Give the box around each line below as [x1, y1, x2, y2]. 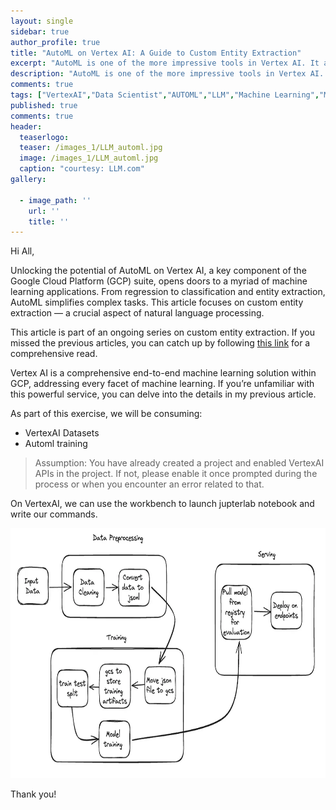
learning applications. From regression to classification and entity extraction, [10, 286, 326, 298]
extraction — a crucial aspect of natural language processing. [10, 307, 265, 319]
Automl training [24, 438, 88, 450]
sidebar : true [10, 26, 70, 37]
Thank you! [10, 788, 57, 800]
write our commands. [10, 508, 98, 520]
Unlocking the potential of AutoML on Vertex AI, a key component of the [10, 265, 307, 277]
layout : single [10, 16, 74, 26]
